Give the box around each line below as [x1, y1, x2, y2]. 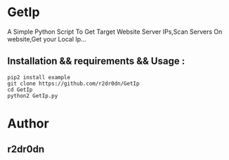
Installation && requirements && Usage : [7, 55, 185, 67]
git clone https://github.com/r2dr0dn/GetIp [7, 80, 140, 87]
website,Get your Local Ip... [7, 34, 86, 43]
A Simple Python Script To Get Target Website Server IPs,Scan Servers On [7, 27, 223, 36]
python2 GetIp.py [7, 92, 58, 99]
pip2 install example [7, 74, 71, 81]
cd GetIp [7, 86, 33, 93]
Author [7, 115, 49, 131]
